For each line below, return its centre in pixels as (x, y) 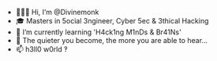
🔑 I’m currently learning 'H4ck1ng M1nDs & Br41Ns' (98, 32)
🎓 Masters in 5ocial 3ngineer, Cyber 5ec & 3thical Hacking (112, 21)
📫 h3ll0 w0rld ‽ (42, 49)
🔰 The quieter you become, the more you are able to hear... (111, 40)
